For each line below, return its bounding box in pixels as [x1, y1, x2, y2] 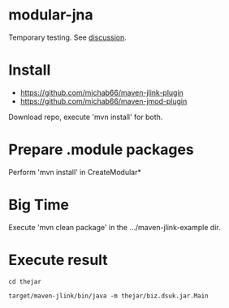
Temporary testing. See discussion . [8, 32, 127, 42]
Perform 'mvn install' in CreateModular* [8, 167, 142, 177]
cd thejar [8, 277, 42, 285]
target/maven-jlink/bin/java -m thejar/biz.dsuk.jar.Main [8, 292, 209, 300]
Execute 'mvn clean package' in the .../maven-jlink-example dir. [8, 222, 221, 232]
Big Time [8, 196, 69, 214]
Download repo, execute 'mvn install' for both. [8, 112, 163, 122]
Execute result [8, 250, 108, 269]
